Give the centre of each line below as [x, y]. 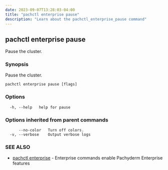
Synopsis [17, 64]
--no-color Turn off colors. [51, 130]
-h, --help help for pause [40, 107]
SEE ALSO [18, 147]
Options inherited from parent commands [57, 119]
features [21, 163]
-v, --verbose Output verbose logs [50, 135]
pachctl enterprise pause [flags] [41, 84]
